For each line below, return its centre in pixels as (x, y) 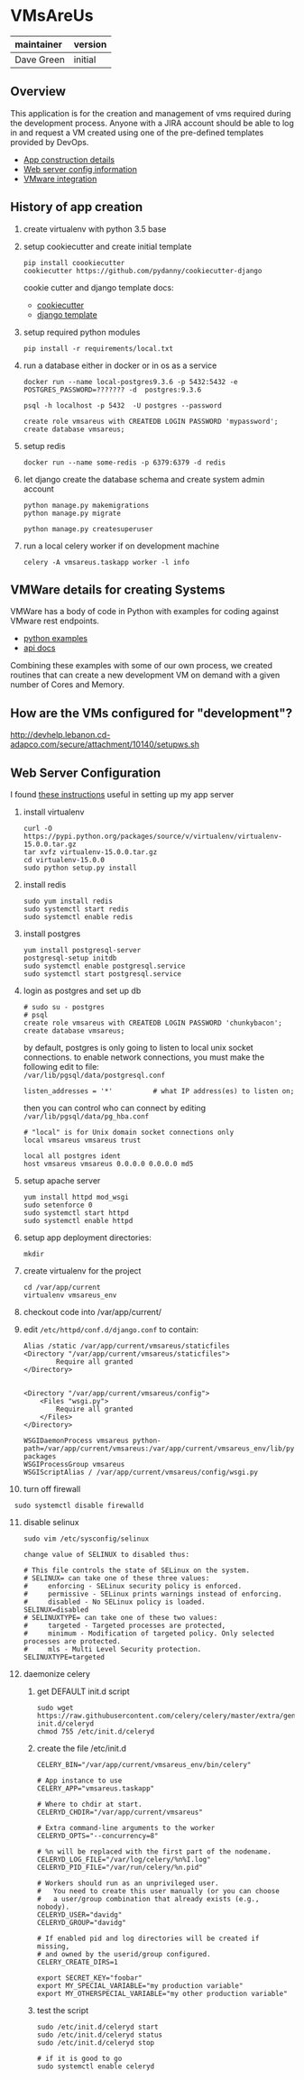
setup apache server (62, 1181)
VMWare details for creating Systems (118, 589)
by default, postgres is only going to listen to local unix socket (138, 1048)
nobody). (53, 1907)
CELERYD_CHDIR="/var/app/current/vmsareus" (120, 1812)
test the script (63, 2011)
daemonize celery (57, 1674)
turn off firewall (52, 1489)
